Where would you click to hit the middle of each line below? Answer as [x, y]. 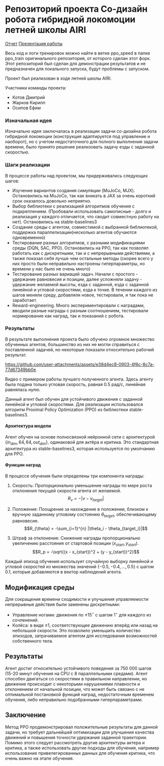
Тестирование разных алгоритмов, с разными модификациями [79, 242]
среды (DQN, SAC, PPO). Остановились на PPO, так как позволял [80, 248]
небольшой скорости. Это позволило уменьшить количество [76, 630]
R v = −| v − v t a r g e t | [86, 499]
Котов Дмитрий [28, 97]
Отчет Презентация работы [34, 43]
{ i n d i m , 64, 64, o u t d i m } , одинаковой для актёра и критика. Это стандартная [82, 442]
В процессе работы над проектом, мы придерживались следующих [77, 176]
